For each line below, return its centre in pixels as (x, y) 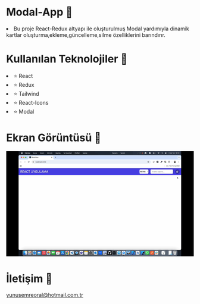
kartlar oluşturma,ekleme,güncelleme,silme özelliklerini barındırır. (86, 35)
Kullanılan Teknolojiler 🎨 (67, 59)
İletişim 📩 (29, 278)
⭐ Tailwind (27, 93)
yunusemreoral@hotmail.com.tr (45, 295)
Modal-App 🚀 (40, 12)
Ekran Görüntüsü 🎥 (54, 138)
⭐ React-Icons (31, 102)
